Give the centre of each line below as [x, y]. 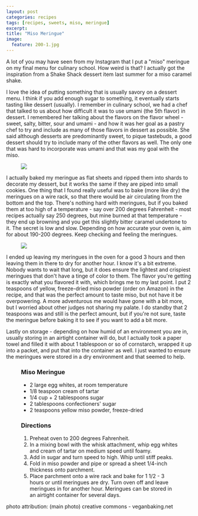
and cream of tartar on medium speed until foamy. [90, 451]
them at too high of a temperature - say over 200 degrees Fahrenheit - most [99, 209]
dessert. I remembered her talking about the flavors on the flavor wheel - [95, 117]
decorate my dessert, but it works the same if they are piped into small [92, 184]
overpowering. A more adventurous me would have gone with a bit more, [95, 301]
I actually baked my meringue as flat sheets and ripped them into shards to [97, 177]
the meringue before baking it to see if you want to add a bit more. [87, 320]
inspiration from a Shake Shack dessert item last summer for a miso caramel [99, 74]
